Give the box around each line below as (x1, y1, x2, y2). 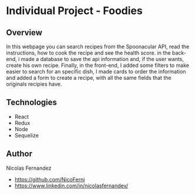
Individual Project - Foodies (6, 4, 143, 18)
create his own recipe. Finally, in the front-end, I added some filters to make (6, 62, 190, 69)
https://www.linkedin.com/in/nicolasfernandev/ (14, 182, 129, 189)
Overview (6, 28, 43, 38)
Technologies (6, 97, 58, 107)
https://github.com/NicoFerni (14, 176, 85, 183)
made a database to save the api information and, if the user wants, (21, 56, 184, 62)
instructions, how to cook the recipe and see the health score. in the (6, 49, 172, 56)
